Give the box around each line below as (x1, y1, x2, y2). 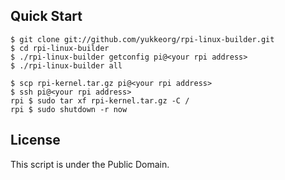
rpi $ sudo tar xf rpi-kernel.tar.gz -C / (10, 95, 190, 106)
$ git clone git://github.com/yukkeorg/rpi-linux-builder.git (10, 34, 275, 44)
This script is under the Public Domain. (10, 158, 170, 170)
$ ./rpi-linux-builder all (10, 60, 123, 71)
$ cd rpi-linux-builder (10, 43, 110, 53)
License (10, 132, 61, 149)
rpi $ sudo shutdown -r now (10, 104, 128, 114)
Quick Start (10, 8, 83, 25)
